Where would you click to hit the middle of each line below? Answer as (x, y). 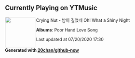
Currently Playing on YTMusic (51, 8)
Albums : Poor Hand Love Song (67, 30)
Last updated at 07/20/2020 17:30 (70, 39)
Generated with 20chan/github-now (42, 50)
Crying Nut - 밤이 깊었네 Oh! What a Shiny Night (83, 20)
